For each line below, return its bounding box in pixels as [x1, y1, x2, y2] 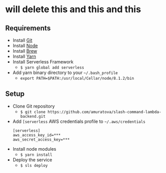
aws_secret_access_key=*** [12, 137, 70, 142]
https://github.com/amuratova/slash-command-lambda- [47, 109, 161, 115]
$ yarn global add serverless [20, 65, 85, 70]
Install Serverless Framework [12, 59, 74, 64]
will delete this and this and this [5, 4, 141, 15]
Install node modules [12, 146, 57, 152]
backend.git [20, 114, 46, 119]
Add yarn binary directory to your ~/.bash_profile [12, 70, 118, 76]
